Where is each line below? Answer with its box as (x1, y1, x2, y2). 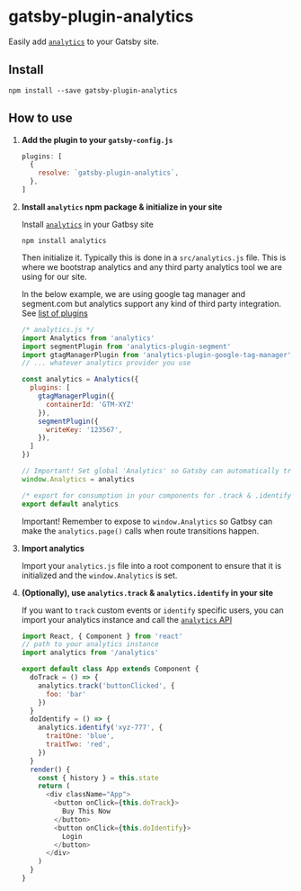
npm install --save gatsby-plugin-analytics (8, 85, 178, 95)
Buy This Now (61, 807, 111, 816)
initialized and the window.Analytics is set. (21, 570, 178, 580)
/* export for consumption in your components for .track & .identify (21, 490, 292, 500)
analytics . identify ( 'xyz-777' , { (38, 723, 164, 733)
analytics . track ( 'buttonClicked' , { (38, 681, 175, 690)
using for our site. (21, 271, 87, 282)
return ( (38, 781, 71, 791)
